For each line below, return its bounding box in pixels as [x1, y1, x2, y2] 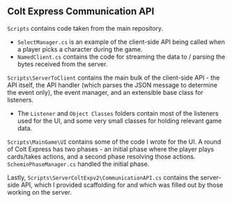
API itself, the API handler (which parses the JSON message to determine [7, 80, 218, 89]
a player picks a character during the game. [17, 45, 143, 53]
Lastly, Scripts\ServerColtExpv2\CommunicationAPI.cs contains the [7, 173, 199, 181]
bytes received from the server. [17, 59, 108, 68]
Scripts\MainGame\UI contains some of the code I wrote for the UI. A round [7, 137, 222, 146]
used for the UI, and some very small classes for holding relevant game [17, 116, 222, 125]
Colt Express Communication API [7, 6, 155, 17]
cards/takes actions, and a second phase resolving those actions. [7, 152, 196, 160]
